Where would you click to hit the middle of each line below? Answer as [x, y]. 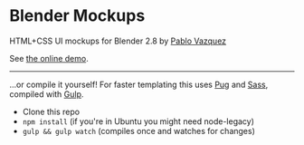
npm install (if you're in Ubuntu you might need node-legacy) [138, 121]
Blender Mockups [77, 16]
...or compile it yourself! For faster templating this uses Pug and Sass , [139, 84]
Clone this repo [51, 111]
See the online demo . [49, 58]
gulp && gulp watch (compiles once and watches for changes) [139, 130]
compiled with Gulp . [47, 94]
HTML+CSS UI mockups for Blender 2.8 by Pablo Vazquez [118, 41]
